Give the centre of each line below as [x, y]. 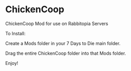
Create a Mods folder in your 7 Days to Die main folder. [63, 43]
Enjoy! [12, 63]
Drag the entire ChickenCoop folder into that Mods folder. [66, 53]
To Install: [16, 33]
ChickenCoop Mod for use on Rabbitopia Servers [57, 23]
